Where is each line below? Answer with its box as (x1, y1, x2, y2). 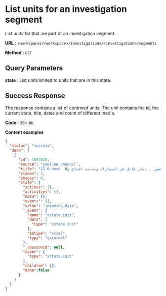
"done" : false (23, 268, 50, 273)
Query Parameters (5, 64, 63, 72)
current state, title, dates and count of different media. (5, 110, 116, 116)
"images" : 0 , (18, 176, 45, 180)
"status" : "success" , (9, 143, 54, 148)
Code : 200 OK (5, 119, 34, 125)
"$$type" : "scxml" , (27, 231, 68, 236)
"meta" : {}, (23, 194, 48, 199)
